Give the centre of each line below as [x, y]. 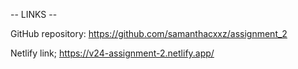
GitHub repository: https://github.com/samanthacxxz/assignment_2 [149, 33]
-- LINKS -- [34, 14]
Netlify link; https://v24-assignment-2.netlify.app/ [112, 53]
